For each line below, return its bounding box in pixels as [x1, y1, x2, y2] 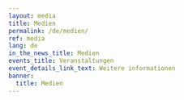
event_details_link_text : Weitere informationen [8, 65, 176, 73]
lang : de [8, 42, 38, 50]
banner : [8, 72, 35, 80]
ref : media [8, 34, 45, 43]
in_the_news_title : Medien [8, 49, 100, 57]
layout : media [8, 11, 57, 20]
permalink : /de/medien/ [8, 27, 89, 35]
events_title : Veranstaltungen [8, 57, 114, 65]
